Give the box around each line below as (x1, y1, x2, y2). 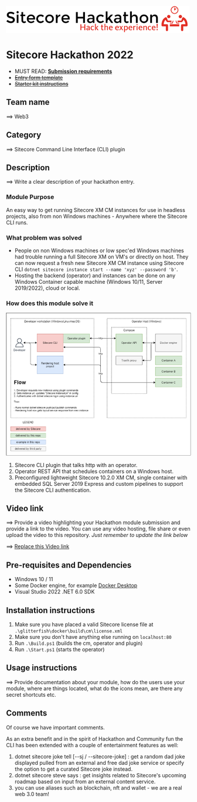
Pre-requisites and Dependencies (6, 560, 132, 570)
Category (6, 130, 42, 140)
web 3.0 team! (14, 790, 50, 797)
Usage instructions (6, 663, 77, 673)
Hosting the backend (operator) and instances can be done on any (14, 271, 176, 279)
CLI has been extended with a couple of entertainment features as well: (6, 741, 179, 748)
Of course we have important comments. (6, 724, 105, 731)
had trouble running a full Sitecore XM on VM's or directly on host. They (14, 253, 189, 260)
